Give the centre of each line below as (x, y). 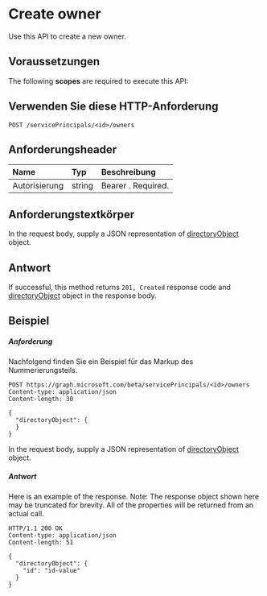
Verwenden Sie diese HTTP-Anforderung (113, 107)
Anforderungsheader (63, 149)
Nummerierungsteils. (43, 370)
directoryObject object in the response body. (82, 296)
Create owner (55, 14)
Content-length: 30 (41, 399)
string (82, 186)
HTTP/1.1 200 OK (35, 528)
